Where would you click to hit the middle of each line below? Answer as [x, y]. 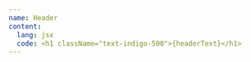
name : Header [33, 18]
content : [25, 26]
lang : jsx [35, 35]
